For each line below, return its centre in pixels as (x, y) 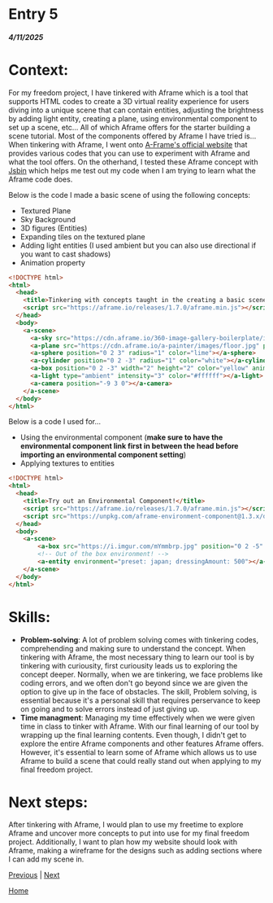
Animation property (52, 262)
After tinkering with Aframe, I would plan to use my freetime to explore (126, 825)
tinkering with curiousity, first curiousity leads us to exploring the (129, 665)
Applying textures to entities (67, 463)
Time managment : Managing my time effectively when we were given (138, 717)
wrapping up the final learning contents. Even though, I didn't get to (133, 734)
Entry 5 (33, 14)
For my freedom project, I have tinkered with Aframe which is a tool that (128, 92)
